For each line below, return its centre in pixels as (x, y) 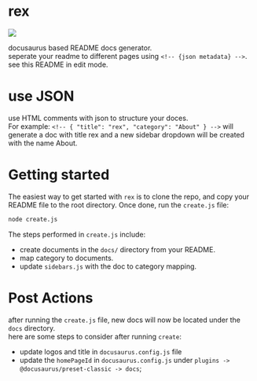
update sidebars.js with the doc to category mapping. (108, 266)
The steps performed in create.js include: (77, 234)
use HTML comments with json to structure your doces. (98, 118)
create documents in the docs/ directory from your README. (117, 249)
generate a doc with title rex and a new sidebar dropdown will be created (127, 134)
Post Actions (51, 298)
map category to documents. (66, 258)
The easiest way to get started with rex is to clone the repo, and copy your (129, 196)
